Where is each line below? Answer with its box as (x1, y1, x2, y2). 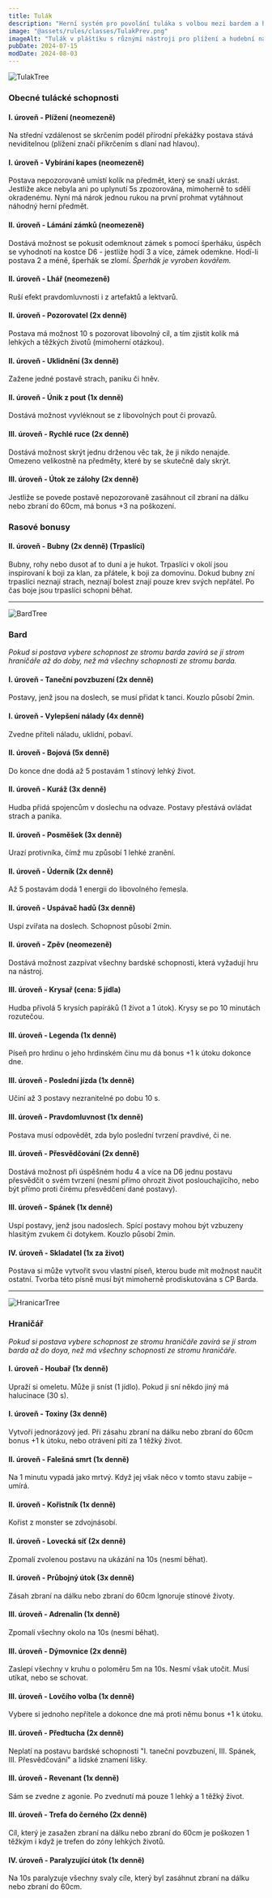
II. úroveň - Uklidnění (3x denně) (8, 356, 119, 365)
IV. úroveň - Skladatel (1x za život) (8, 1248, 125, 1257)
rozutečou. (8, 1012, 45, 1021)
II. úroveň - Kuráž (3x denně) (8, 784, 107, 794)
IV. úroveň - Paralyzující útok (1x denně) (8, 1855, 145, 1865)
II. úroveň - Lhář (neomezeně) (8, 274, 111, 284)
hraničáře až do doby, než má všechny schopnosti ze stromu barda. (8, 656, 237, 666)
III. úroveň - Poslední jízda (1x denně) (8, 1075, 135, 1085)
